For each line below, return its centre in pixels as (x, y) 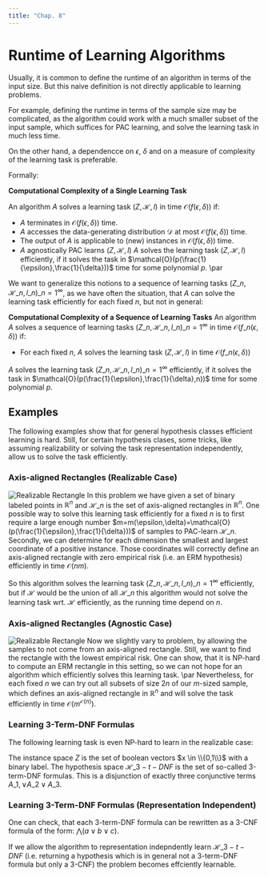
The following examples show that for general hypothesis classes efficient (130, 431)
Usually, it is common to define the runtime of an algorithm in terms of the (130, 78)
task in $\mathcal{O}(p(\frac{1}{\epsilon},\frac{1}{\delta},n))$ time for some (133, 378)
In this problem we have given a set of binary (161, 495)
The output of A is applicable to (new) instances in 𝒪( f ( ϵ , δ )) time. (127, 240)
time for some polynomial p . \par (169, 267)
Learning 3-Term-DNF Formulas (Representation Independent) (132, 805)
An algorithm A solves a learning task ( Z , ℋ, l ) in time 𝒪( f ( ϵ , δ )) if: (114, 206)
